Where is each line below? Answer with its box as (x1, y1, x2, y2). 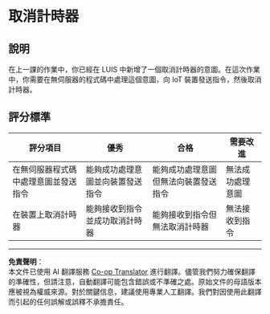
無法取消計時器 (152, 221, 209, 232)
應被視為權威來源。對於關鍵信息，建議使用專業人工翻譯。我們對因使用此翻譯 (8, 287, 262, 296)
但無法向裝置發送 (152, 176, 217, 187)
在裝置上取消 (12, 209, 62, 220)
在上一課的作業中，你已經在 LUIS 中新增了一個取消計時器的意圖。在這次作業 (8, 65, 260, 74)
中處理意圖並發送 (12, 176, 78, 187)
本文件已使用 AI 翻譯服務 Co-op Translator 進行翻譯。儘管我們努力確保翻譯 (8, 267, 256, 276)
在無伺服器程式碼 (12, 164, 78, 175)
